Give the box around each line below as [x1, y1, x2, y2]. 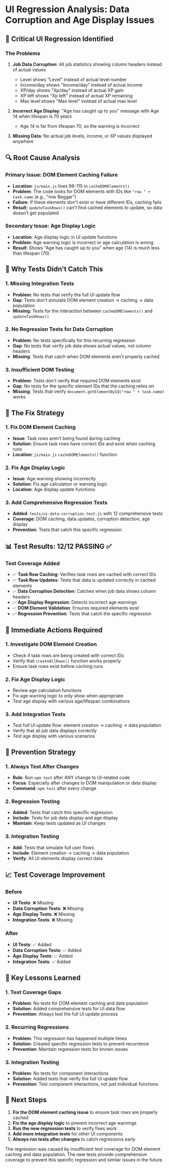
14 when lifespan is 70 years [12, 113, 72, 119]
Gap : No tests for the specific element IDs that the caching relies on [12, 383, 154, 389]
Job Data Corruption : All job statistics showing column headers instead [12, 61, 162, 67]
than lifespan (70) [12, 250, 50, 256]
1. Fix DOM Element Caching [5, 423, 76, 431]
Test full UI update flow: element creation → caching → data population [12, 722, 161, 728]
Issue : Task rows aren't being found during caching [12, 435, 120, 441]
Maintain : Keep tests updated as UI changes [12, 820, 106, 826]
